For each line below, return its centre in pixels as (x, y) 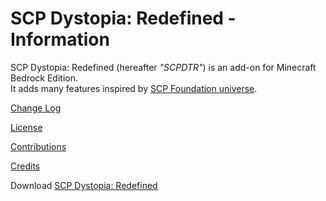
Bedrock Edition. (44, 78)
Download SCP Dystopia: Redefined (84, 185)
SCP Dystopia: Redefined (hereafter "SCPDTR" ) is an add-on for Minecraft (163, 67)
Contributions (38, 146)
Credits (25, 166)
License (26, 127)
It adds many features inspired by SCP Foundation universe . (134, 88)
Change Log (36, 108)
